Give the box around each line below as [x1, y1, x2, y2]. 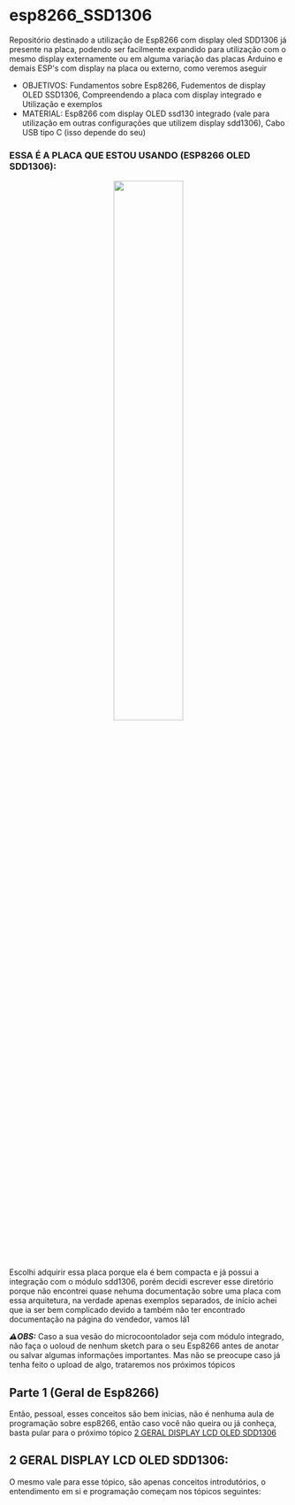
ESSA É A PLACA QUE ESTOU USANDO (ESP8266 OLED [9, 149, 251, 161]
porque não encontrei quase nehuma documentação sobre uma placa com [9, 1285, 281, 1297]
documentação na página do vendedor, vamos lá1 [9, 1314, 190, 1324]
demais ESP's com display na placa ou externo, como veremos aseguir [9, 63, 268, 73]
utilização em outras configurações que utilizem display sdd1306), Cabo [21, 117, 285, 128]
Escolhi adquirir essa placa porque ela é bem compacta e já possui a [9, 1267, 259, 1277]
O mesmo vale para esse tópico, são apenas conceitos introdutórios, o [9, 1476, 267, 1487]
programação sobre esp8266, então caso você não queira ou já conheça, [9, 1418, 276, 1429]
